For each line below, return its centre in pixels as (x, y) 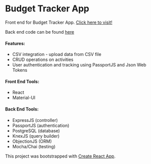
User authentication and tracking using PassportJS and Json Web (79, 65)
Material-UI (24, 98)
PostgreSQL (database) (36, 131)
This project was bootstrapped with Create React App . (60, 156)
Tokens (20, 70)
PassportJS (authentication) (41, 125)
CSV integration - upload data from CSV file (57, 55)
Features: (15, 43)
